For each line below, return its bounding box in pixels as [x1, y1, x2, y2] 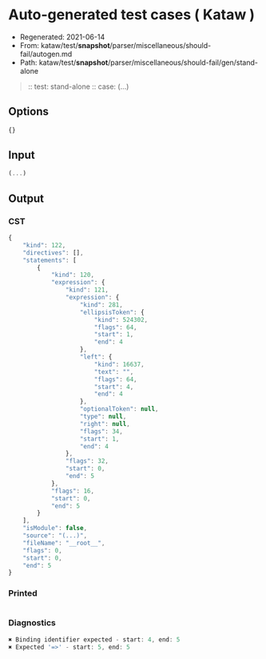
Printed [8, 588, 38, 599]
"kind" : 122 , [22, 241, 66, 249]
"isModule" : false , [22, 524, 88, 532]
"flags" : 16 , [50, 487, 94, 495]
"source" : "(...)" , [22, 532, 88, 540]
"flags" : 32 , [65, 457, 109, 465]
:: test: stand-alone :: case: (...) [27, 82, 129, 91]
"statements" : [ [22, 256, 77, 264]
